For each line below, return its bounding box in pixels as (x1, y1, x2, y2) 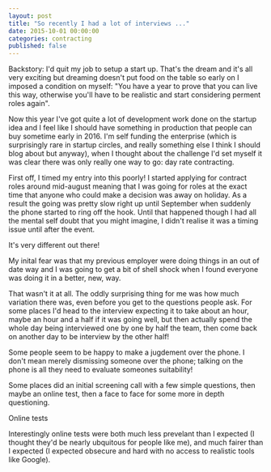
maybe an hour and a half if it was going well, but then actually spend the (8, 315, 252, 325)
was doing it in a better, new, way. (8, 273, 121, 283)
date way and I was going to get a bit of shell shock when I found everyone (8, 265, 259, 274)
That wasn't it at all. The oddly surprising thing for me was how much (8, 289, 239, 299)
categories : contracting (8, 34, 92, 43)
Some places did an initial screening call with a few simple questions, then (8, 381, 256, 390)
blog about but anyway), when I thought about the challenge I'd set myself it (8, 149, 263, 159)
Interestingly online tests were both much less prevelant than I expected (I (8, 429, 255, 439)
